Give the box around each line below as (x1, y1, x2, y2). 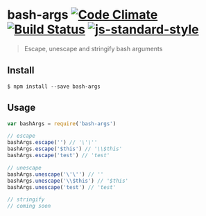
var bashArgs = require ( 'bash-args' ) (7, 120, 117, 127)
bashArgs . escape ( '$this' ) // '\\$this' (7, 145, 123, 152)
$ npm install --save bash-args (7, 83, 101, 90)
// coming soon (7, 203, 51, 210)
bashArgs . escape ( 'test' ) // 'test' (7, 152, 110, 159)
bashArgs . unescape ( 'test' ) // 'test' (7, 183, 117, 190)
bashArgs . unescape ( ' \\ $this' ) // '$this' (7, 177, 129, 184)
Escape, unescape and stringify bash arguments (24, 44, 163, 53)
